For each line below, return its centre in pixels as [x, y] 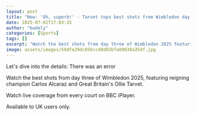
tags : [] [17, 39]
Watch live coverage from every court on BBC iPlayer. [71, 95]
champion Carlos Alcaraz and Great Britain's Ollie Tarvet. [75, 84]
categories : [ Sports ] [33, 33]
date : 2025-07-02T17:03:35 [39, 22]
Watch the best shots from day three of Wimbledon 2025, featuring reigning [98, 77]
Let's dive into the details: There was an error [61, 66]
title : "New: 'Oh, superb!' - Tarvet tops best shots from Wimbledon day [98, 17]
